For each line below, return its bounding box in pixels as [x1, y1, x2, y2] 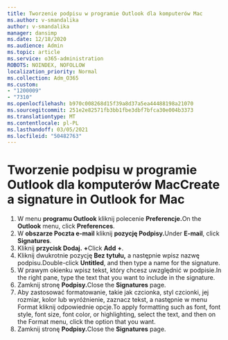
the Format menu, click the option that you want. [17, 318, 156, 326]
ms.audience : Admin [7, 42, 64, 49]
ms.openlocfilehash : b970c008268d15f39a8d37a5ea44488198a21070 [7, 100, 194, 107]
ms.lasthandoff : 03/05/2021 [7, 126, 89, 133]
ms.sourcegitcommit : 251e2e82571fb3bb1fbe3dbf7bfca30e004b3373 [7, 107, 194, 114]
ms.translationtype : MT [7, 113, 76, 120]
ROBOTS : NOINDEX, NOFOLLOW [7, 62, 85, 69]
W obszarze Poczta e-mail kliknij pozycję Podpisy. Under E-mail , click [17, 229, 220, 238]
